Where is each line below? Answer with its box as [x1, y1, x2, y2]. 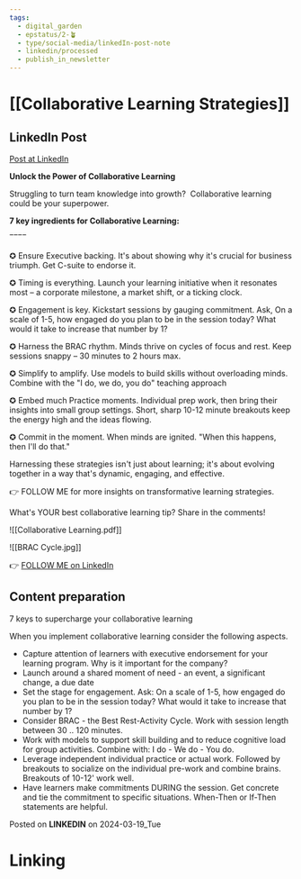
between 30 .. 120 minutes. [22, 724, 123, 735]
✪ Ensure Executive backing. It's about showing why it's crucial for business [9, 250, 292, 261]
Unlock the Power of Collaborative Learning [9, 171, 176, 181]
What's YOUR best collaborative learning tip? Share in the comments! [9, 507, 266, 518]
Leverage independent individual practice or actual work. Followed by [22, 753, 281, 764]
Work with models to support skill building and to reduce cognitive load [22, 734, 286, 745]
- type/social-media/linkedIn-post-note [17, 38, 171, 48]
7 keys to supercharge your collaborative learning [9, 613, 193, 624]
